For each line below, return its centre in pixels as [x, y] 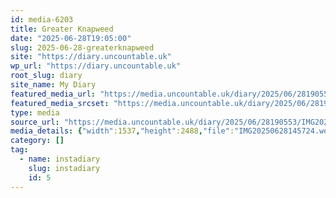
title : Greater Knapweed [62, 29]
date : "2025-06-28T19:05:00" [71, 38]
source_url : [35, 122]
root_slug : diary [46, 76]
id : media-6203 [42, 19]
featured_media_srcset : [60, 103]
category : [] [37, 141]
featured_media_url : [53, 94]
